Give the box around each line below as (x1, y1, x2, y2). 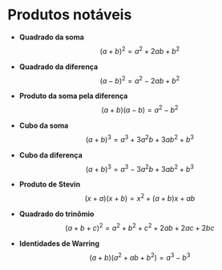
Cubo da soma (18, 121, 69, 130)
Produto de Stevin (18, 179, 81, 190)
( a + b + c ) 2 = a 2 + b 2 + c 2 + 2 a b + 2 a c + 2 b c (65, 221, 215, 232)
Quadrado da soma (18, 32, 85, 42)
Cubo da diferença (18, 150, 83, 160)
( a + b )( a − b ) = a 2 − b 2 (101, 104, 179, 114)
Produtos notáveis (7, 6, 132, 24)
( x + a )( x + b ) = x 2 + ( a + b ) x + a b (84, 192, 196, 202)
